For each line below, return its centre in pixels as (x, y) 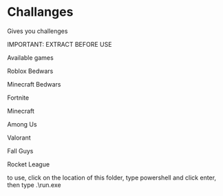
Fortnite (18, 98)
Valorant (19, 138)
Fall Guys (20, 151)
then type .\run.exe (34, 185)
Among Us (22, 124)
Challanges (40, 12)
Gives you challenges (38, 31)
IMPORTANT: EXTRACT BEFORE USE (60, 44)
